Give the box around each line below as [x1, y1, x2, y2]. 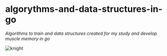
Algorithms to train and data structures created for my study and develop [5, 30, 157, 36]
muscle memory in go [5, 36, 50, 42]
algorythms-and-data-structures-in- [5, 3, 163, 15]
